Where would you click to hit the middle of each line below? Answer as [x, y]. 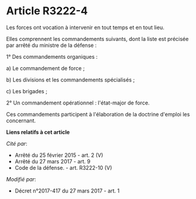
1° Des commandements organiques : [52, 56]
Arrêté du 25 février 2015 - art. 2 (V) [59, 155]
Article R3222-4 [47, 11]
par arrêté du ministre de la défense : [51, 45]
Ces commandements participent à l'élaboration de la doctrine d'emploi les [98, 114]
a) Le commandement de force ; [45, 68]
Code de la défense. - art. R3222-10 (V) [63, 168]
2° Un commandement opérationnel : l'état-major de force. [78, 103]
